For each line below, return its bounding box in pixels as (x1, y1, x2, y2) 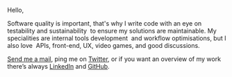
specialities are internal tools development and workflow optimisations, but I (7, 34, 226, 42)
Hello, (7, 6, 24, 14)
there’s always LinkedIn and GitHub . (7, 62, 110, 70)
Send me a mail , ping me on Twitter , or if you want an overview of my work (7, 55, 221, 63)
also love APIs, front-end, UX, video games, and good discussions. (7, 42, 200, 49)
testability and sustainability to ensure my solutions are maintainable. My (7, 27, 217, 35)
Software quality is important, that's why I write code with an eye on (7, 19, 202, 27)
